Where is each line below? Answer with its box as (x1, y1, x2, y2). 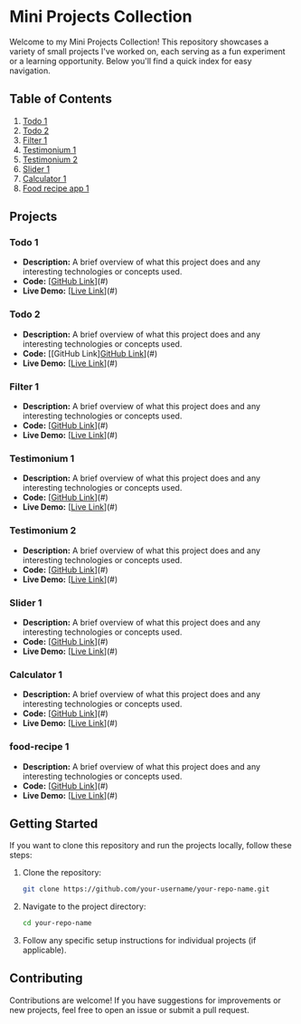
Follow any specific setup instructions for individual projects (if (22, 935, 257, 946)
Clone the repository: (22, 867, 102, 878)
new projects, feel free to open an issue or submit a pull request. (9, 1004, 250, 1015)
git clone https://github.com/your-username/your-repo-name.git (22, 885, 270, 894)
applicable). (22, 944, 67, 956)
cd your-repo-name (22, 919, 92, 928)
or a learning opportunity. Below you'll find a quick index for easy (9, 55, 252, 66)
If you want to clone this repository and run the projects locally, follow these (9, 840, 292, 851)
